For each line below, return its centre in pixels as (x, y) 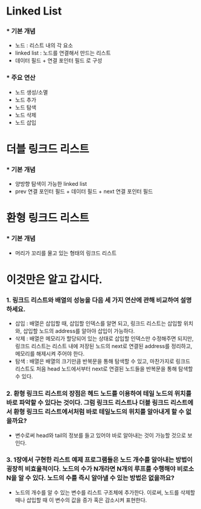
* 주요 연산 (21, 78)
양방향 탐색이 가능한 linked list (51, 184)
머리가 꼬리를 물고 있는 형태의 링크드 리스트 (66, 253)
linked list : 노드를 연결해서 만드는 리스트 (63, 53)
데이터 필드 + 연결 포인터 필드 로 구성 (59, 61)
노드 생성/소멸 (31, 92)
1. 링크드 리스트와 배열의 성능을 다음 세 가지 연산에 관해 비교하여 (93, 300)
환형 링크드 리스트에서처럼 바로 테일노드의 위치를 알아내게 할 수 (99, 412)
